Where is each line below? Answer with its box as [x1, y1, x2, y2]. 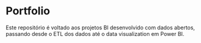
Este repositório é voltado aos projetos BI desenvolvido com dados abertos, [5, 24, 196, 31]
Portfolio [5, 4, 50, 18]
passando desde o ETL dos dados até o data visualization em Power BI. [5, 30, 185, 37]
